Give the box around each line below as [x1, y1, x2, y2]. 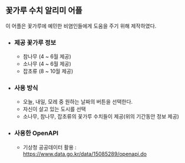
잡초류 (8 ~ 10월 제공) [22, 68, 74, 75]
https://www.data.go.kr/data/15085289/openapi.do [22, 150, 147, 157]
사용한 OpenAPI [14, 129, 59, 137]
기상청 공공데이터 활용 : [22, 144, 77, 151]
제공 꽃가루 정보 [14, 38, 57, 46]
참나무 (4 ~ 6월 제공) [22, 53, 71, 60]
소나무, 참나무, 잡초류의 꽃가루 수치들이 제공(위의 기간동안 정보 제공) [22, 113, 179, 120]
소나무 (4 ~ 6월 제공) [22, 61, 71, 68]
